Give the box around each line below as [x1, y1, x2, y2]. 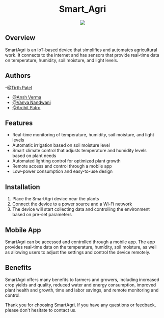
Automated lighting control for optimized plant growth [12, 158, 121, 164]
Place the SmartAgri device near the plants [12, 196, 99, 202]
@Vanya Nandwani [12, 99, 51, 105]
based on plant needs [12, 153, 56, 159]
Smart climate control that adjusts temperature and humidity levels [12, 148, 147, 154]
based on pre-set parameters [12, 212, 72, 218]
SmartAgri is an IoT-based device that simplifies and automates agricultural [5, 47, 157, 53]
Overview [5, 33, 36, 42]
